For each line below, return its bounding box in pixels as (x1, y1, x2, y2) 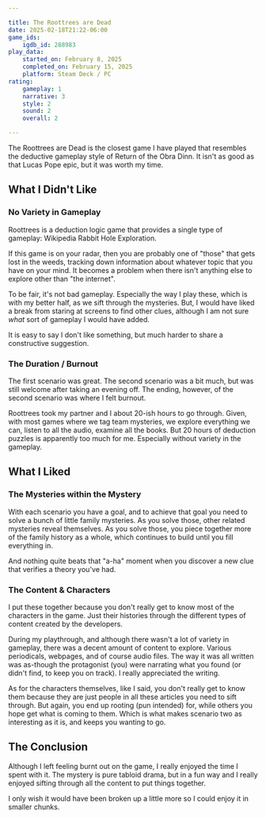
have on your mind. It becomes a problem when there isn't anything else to (8, 265, 253, 275)
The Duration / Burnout (8, 358, 99, 369)
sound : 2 (22, 107, 51, 115)
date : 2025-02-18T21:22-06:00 (8, 25, 108, 34)
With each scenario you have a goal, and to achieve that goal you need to (8, 507, 248, 517)
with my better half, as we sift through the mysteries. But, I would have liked (8, 298, 255, 307)
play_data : (8, 48, 44, 56)
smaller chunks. (8, 802, 60, 812)
